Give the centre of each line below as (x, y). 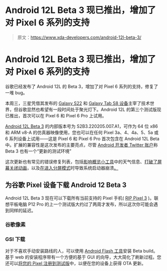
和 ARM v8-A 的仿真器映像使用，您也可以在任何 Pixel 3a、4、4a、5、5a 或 (82, 132)
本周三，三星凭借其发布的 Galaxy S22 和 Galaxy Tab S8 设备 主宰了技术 (78, 103)
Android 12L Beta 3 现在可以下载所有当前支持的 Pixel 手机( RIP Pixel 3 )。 (80, 198)
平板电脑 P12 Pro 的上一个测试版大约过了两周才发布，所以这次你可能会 (82, 204)
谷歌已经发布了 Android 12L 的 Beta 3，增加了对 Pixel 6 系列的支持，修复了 (82, 86)
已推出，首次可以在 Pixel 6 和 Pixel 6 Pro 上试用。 (56, 115)
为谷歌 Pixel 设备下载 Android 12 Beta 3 (66, 185)
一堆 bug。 (16, 92)
